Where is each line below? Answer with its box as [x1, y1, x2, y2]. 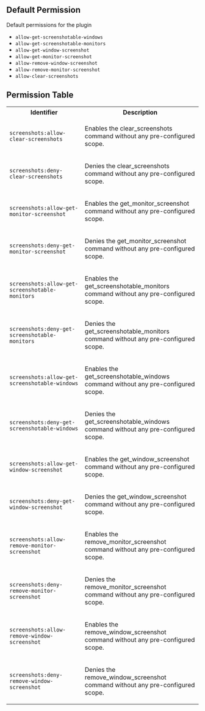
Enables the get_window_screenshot [84, 454, 190, 463]
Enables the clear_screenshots [84, 124, 173, 132]
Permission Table [6, 90, 74, 100]
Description [123, 108, 157, 116]
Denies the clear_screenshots [84, 162, 170, 170]
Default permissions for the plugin [6, 21, 92, 28]
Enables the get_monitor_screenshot [84, 199, 190, 208]
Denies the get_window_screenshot [84, 492, 187, 501]
